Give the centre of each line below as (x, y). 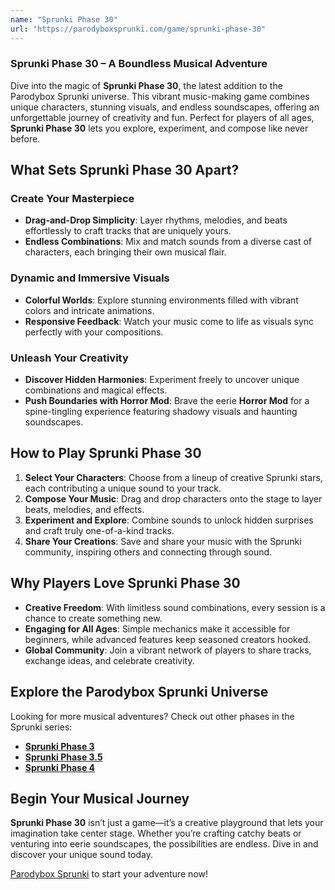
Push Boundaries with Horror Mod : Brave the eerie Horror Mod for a (167, 401)
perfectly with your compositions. (94, 332)
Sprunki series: (41, 727)
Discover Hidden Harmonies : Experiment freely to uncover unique (162, 380)
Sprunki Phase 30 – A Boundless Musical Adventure (139, 64)
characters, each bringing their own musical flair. (125, 252)
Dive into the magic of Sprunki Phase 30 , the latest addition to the (146, 85)
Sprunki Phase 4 (60, 767)
